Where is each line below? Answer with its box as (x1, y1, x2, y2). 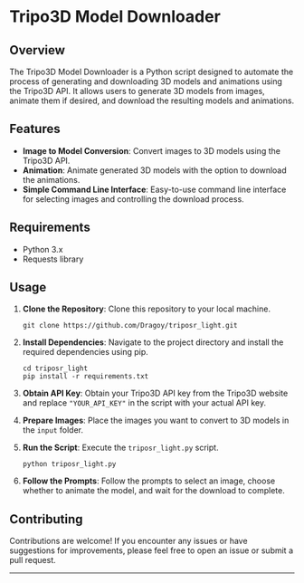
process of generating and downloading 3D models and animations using (9, 76, 283, 87)
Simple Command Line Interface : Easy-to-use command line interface (22, 184, 287, 195)
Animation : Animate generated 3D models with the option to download (22, 165, 287, 176)
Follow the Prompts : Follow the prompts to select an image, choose (22, 475, 276, 486)
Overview (9, 43, 66, 58)
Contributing (9, 511, 83, 527)
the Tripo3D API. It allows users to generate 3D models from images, (9, 86, 265, 96)
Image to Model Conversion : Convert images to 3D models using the (22, 145, 280, 156)
